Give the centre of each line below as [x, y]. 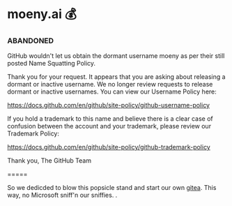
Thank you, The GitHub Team [49, 161]
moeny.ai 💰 [42, 14]
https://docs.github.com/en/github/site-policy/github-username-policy [109, 105]
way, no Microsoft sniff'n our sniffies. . [62, 195]
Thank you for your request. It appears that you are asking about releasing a [116, 77]
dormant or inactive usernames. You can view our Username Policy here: [112, 91]
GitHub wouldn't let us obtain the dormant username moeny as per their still [116, 56]
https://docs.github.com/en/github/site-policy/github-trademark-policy [109, 147]
